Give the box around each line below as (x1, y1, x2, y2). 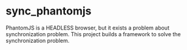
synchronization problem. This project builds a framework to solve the (5, 30, 181, 37)
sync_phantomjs (5, 4, 92, 18)
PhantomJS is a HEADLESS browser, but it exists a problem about (5, 24, 169, 31)
